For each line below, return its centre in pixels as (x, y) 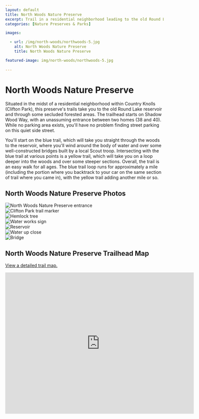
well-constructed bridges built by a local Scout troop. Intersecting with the (82, 151)
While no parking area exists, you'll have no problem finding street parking (82, 125)
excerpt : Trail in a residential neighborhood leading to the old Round (83, 19)
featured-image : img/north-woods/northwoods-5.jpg (59, 60)
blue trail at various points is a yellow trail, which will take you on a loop (79, 156)
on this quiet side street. (30, 131)
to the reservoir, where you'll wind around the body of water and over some (83, 146)
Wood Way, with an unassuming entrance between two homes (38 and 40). (83, 120)
